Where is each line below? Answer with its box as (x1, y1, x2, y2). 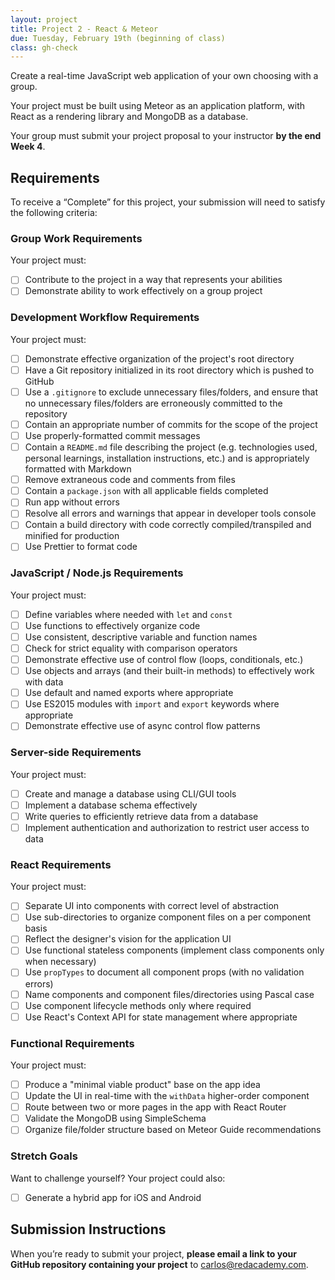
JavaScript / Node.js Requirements (10, 566, 184, 580)
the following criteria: (10, 207, 98, 219)
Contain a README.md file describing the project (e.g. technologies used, (24, 441, 318, 453)
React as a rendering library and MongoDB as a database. (10, 111, 249, 123)
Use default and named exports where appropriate (24, 687, 234, 699)
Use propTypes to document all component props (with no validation (24, 966, 305, 978)
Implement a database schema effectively (24, 799, 198, 811)
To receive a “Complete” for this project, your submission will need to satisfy (10, 196, 326, 208)
